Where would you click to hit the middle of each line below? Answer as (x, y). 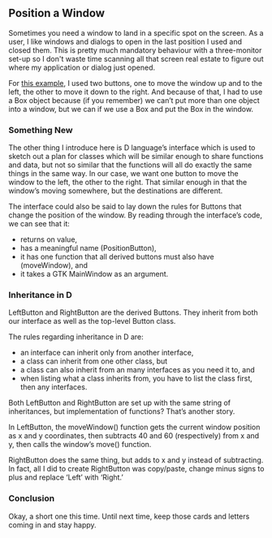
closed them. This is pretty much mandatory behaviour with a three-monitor (135, 50)
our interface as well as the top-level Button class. (92, 321)
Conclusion (32, 498)
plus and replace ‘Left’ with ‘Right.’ (66, 477)
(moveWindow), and (54, 265)
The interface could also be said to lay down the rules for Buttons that (125, 207)
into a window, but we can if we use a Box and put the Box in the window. (131, 109)
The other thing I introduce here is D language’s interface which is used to (132, 148)
